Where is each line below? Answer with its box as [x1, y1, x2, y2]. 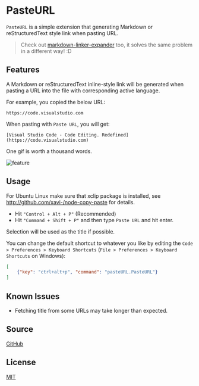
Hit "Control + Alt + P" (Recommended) [14, 210, 116, 217]
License [6, 357, 36, 368]
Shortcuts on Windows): [6, 252, 66, 259]
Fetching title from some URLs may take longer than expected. [14, 307, 168, 314]
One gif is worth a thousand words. [6, 147, 92, 155]
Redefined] [102, 132, 129, 138]
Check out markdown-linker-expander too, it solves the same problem [20, 41, 193, 48]
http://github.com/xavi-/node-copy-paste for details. [6, 198, 135, 206]
